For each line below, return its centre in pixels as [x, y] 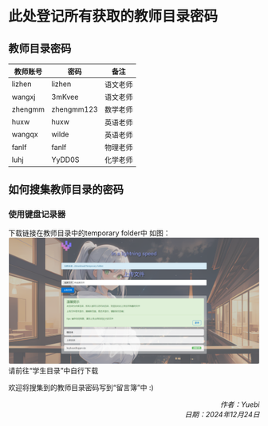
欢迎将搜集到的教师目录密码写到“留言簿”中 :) [81, 388]
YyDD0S [65, 160]
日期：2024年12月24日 [222, 415]
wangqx [25, 134]
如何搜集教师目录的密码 [66, 189]
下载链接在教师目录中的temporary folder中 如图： [89, 233]
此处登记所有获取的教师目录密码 [113, 16]
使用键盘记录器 [37, 215]
